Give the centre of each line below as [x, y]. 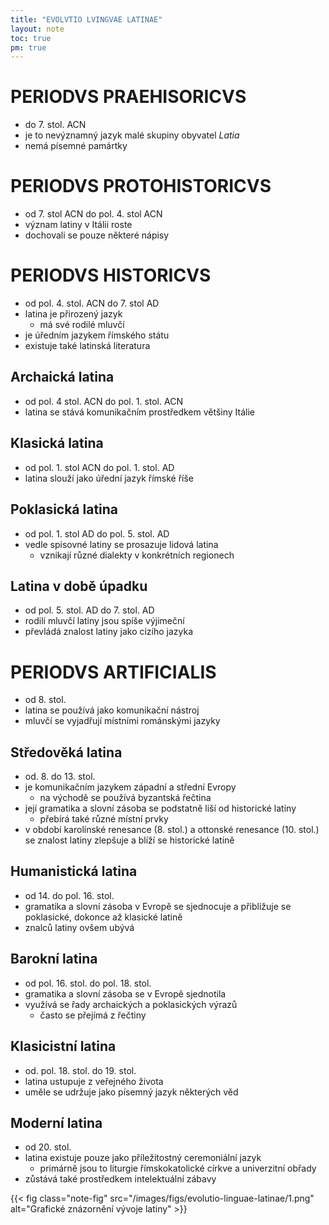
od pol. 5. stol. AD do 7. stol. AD [89, 610]
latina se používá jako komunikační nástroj [112, 710]
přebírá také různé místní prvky [104, 819]
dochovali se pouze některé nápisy [97, 235]
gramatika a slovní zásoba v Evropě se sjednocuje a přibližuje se [158, 906]
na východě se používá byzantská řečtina [125, 798]
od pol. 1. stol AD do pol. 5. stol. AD [97, 533]
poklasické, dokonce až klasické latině [103, 917]
